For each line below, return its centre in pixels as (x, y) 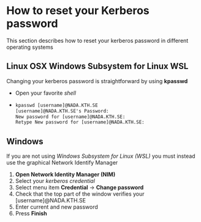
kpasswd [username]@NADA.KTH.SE (56, 105)
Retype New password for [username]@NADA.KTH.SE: (80, 122)
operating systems (30, 47)
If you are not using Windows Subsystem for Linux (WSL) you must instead (101, 156)
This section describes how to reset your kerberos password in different (97, 40)
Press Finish (31, 213)
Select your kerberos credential (55, 181)
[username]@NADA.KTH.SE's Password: (62, 111)
